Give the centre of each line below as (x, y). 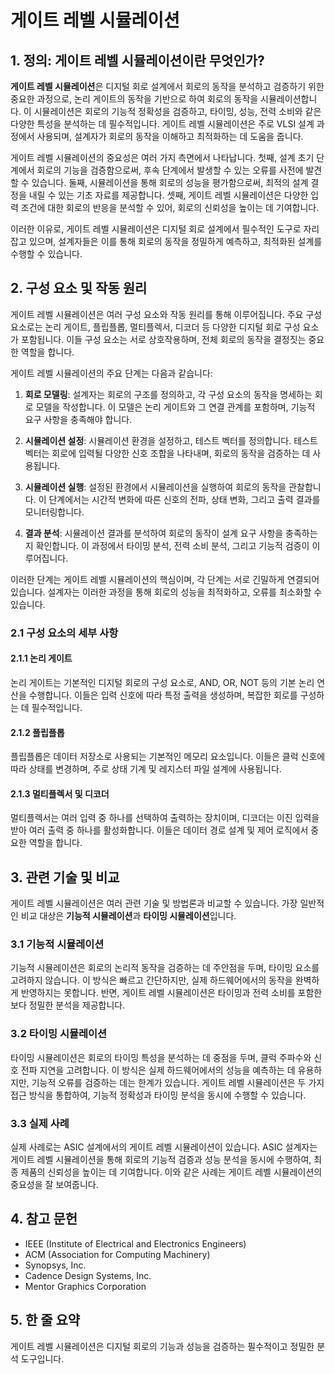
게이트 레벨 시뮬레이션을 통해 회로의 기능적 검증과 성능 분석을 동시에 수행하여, (161, 1160)
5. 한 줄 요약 (45, 1320)
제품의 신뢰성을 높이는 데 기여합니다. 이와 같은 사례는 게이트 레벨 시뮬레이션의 (171, 1172)
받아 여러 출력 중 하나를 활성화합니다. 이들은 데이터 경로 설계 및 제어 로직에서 (159, 830)
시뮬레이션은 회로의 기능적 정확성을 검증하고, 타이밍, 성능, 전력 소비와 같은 (177, 111)
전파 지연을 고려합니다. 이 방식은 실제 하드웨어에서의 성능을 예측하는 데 (158, 1070)
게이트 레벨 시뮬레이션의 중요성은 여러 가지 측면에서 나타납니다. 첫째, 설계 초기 (162, 157)
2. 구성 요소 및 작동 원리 (79, 288)
